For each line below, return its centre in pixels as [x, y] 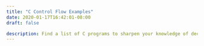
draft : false [23, 23]
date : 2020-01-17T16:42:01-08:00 [49, 17]
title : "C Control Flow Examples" [50, 12]
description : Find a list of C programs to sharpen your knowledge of [97, 33]
